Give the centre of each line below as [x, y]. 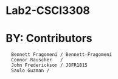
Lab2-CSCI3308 [48, 11]
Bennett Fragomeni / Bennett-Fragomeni [62, 55]
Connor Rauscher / [37, 60]
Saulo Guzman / [30, 70]
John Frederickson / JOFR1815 [49, 65]
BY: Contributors [49, 39]
